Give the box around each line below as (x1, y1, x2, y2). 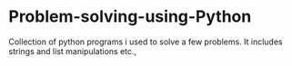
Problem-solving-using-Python (8, 6, 252, 27)
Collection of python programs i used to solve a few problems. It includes (8, 36, 283, 47)
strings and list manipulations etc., (8, 45, 137, 56)
